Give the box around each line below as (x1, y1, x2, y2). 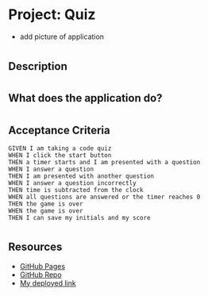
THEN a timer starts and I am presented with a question (8, 158, 201, 166)
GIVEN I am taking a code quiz (8, 144, 112, 152)
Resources (8, 240, 63, 254)
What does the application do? (8, 91, 163, 105)
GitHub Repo (19, 270, 62, 279)
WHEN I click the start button (8, 151, 112, 160)
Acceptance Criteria (8, 123, 110, 136)
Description (8, 60, 67, 73)
